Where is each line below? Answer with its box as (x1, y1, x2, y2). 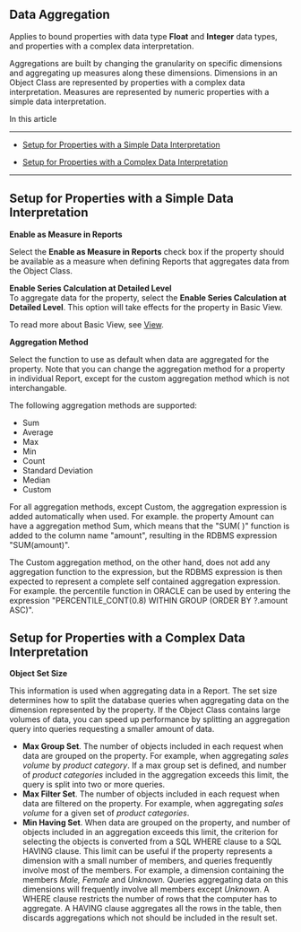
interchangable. (9, 382, 67, 393)
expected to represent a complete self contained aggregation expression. (9, 576, 280, 587)
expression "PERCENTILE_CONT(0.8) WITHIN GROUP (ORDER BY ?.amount (9, 595, 288, 605)
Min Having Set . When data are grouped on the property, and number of (21, 817, 291, 828)
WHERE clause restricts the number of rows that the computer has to (21, 893, 278, 904)
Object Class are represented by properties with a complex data (9, 76, 245, 88)
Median (21, 475, 51, 485)
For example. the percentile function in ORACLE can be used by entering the (9, 585, 291, 596)
